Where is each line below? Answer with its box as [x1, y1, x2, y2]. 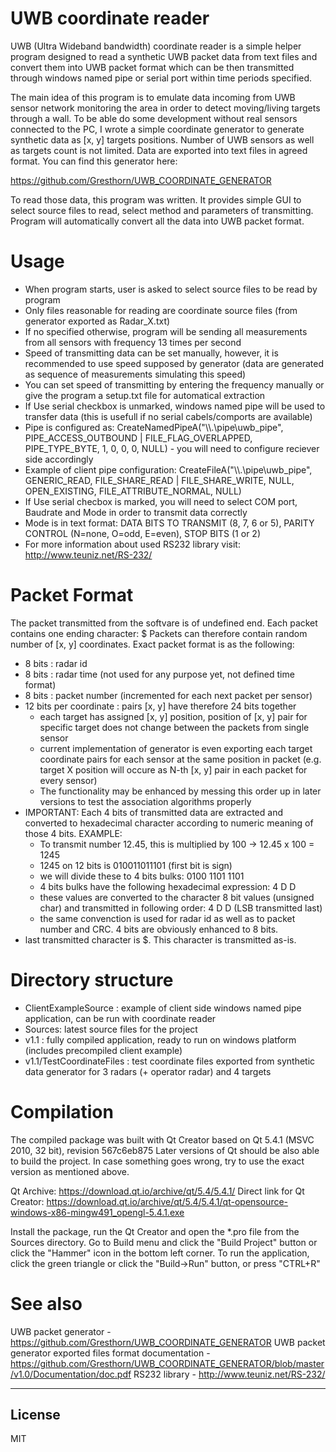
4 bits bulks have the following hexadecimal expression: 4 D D [39, 880, 297, 892]
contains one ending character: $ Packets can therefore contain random [10, 627, 308, 639]
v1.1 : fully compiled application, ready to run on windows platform [24, 1033, 297, 1046]
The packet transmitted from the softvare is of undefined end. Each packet [10, 617, 318, 629]
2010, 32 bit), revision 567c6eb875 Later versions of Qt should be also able [10, 1144, 320, 1156]
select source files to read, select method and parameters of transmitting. [10, 204, 314, 216]
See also [10, 1292, 83, 1315]
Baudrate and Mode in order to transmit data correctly [24, 506, 248, 518]
